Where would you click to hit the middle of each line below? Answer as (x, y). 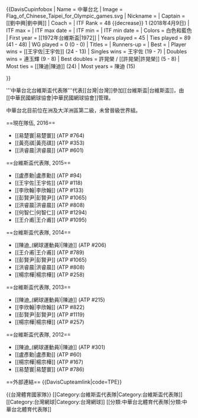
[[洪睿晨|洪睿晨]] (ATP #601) (49, 150)
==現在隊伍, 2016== (31, 123)
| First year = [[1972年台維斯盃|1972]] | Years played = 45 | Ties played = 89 (98, 38)
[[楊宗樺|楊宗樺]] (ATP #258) (49, 274)
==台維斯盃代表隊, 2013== (38, 287)
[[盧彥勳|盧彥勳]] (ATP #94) (48, 175)
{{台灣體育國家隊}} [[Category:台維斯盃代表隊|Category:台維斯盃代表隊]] (95, 394)
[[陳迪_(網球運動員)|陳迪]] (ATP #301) (60, 347)
